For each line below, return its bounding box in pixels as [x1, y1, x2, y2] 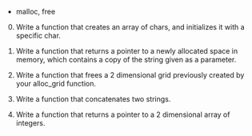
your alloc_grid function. [15, 79, 96, 88]
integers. [15, 118, 46, 127]
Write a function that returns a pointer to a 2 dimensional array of [15, 110, 230, 119]
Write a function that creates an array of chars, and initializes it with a [15, 22, 246, 31]
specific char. [15, 31, 62, 40]
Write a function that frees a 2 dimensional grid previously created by [15, 70, 245, 79]
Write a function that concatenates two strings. [15, 94, 171, 103]
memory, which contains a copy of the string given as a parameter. [15, 55, 237, 64]
